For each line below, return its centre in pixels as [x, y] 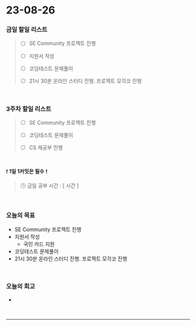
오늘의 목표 [21, 215]
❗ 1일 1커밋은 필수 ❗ [27, 171]
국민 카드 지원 [39, 244]
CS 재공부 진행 [46, 147]
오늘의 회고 [21, 286]
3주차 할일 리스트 [29, 109]
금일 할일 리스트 [27, 30]
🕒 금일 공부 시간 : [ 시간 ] [49, 186]
